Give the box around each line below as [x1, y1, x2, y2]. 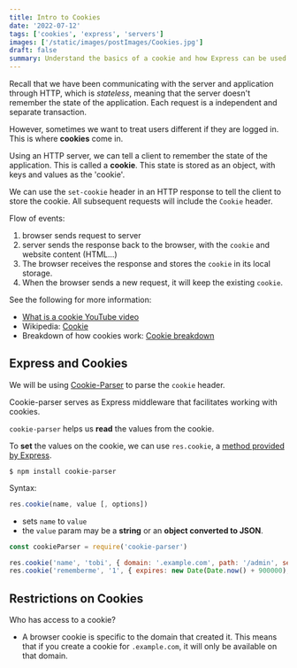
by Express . [9, 449, 52, 461]
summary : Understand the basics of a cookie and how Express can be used [9, 54, 287, 63]
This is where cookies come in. [9, 134, 124, 144]
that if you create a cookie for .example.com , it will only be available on [21, 641, 278, 652]
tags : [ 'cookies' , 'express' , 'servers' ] [9, 29, 164, 38]
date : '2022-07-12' [9, 21, 81, 30]
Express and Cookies [9, 356, 128, 371]
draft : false [9, 46, 57, 55]
